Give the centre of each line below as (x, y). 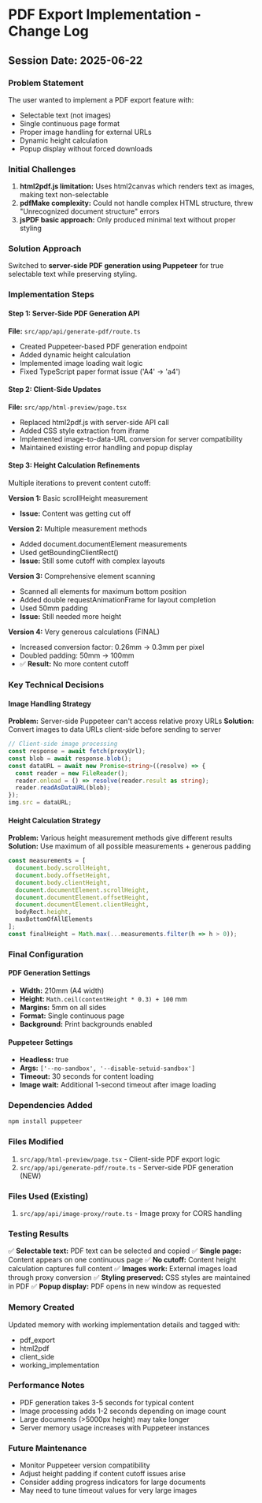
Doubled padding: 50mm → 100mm (77, 655)
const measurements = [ (47, 861)
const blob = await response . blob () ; (70, 759)
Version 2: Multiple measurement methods (78, 529)
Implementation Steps (51, 295)
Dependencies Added (50, 1106)
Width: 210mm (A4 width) (62, 990)
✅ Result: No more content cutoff (74, 664)
